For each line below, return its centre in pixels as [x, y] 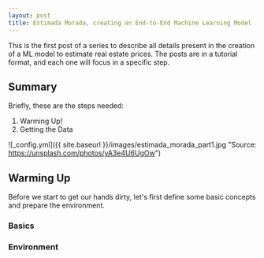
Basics [21, 226]
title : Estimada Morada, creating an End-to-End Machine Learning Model [130, 23]
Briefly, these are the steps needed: [66, 106]
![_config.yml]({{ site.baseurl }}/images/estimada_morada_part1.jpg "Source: [132, 145]
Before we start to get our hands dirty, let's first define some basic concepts [132, 197]
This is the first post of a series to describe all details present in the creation [132, 45]
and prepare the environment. [56, 205]
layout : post [30, 15]
